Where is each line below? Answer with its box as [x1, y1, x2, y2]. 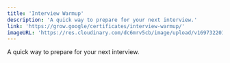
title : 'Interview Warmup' [7, 10, 84, 17]
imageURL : [7, 29, 36, 36]
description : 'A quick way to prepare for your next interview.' [7, 16, 197, 23]
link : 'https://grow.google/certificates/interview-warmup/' [7, 23, 186, 29]
